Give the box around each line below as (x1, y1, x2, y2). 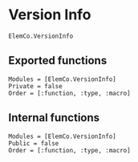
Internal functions (8, 111, 100, 125)
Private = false (8, 82, 63, 90)
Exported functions (8, 54, 108, 67)
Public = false (8, 139, 59, 148)
